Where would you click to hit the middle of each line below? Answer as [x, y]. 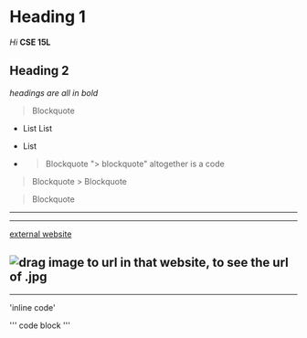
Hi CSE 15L [30, 42]
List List [37, 128]
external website [41, 234]
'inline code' [33, 307]
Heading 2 [40, 71]
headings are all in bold [54, 92]
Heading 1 [48, 17]
